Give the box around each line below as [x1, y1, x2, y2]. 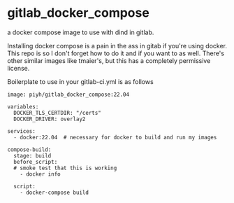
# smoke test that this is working [13, 164, 117, 171]
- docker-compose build [20, 189, 89, 196]
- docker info [20, 170, 61, 178]
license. [7, 64, 30, 72]
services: [7, 127, 36, 134]
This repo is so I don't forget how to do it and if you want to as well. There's [7, 49, 225, 57]
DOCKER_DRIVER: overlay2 [13, 115, 86, 122]
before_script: [13, 158, 58, 165]
